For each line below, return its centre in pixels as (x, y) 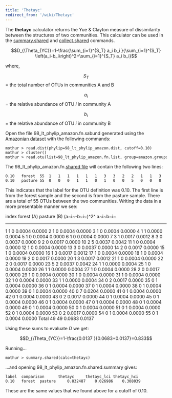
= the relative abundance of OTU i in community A (58, 104)
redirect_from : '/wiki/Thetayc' (40, 15)
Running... (16, 348)
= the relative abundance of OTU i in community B (58, 123)
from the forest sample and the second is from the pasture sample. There (83, 195)
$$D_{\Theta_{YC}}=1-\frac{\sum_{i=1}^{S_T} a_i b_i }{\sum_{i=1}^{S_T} (86, 50)
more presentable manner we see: (41, 206)
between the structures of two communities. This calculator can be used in (84, 35)
